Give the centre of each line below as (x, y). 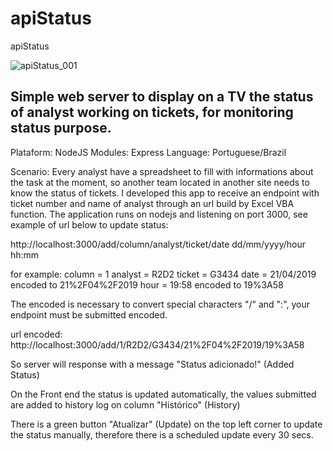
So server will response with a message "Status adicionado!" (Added (152, 364)
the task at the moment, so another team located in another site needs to (160, 182)
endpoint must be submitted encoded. (89, 314)
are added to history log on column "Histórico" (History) (125, 404)
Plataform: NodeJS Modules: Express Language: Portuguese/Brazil (148, 152)
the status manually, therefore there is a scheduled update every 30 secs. (162, 434)
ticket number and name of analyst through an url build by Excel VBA (152, 203)
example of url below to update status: (89, 224)
